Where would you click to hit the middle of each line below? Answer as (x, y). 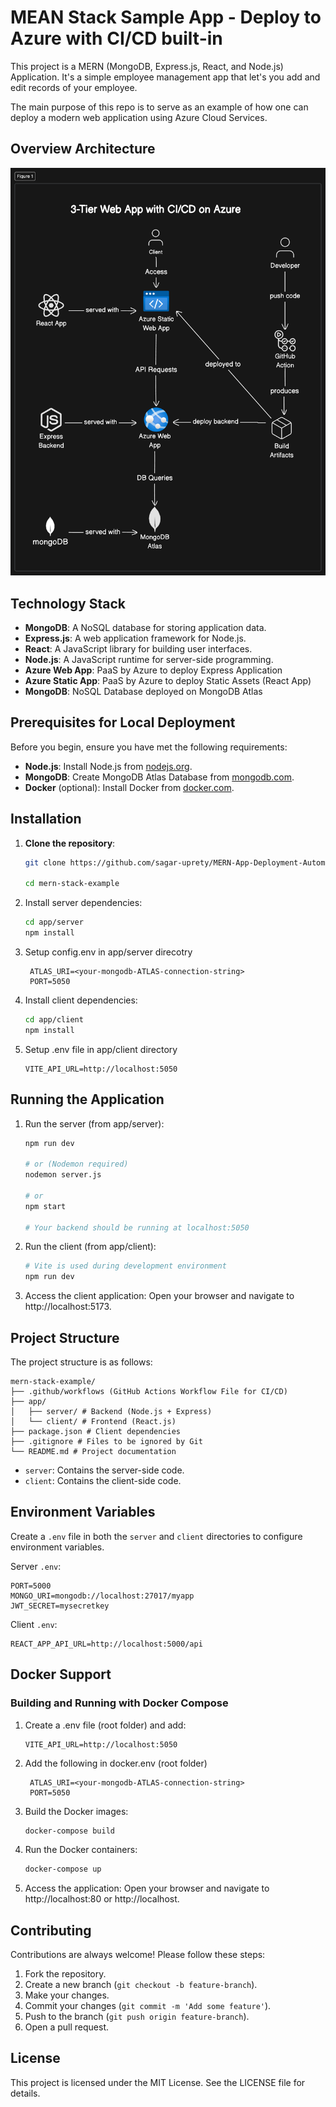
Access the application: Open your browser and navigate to (147, 1888)
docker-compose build (69, 1831)
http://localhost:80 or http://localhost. (102, 1899)
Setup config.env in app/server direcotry (108, 952)
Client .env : (34, 1624)
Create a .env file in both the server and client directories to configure (156, 1536)
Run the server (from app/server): (94, 1123)
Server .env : (36, 1566)
